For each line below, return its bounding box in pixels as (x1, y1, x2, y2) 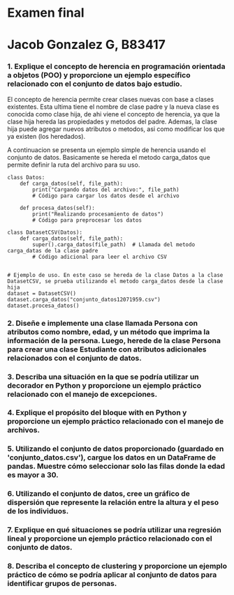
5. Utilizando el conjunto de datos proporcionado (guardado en (7, 444, 224, 454)
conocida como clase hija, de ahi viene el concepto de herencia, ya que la (7, 110, 220, 118)
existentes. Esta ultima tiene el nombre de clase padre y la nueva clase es (7, 103, 219, 111)
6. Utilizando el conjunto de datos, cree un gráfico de (7, 489, 190, 499)
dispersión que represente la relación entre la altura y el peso (7, 497, 219, 507)
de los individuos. (7, 506, 69, 516)
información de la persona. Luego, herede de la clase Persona (7, 336, 221, 345)
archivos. (7, 425, 41, 435)
